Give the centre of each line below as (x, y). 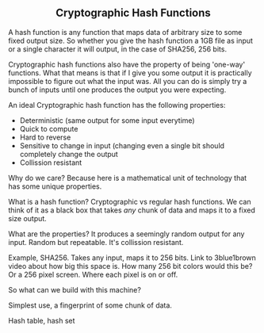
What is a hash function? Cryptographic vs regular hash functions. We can (130, 201)
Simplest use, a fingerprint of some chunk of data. (90, 305)
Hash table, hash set (42, 320)
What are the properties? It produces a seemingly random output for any (126, 234)
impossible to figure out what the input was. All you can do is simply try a (128, 81)
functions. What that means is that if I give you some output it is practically (130, 73)
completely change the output (69, 154)
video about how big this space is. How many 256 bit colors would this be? (130, 266)
